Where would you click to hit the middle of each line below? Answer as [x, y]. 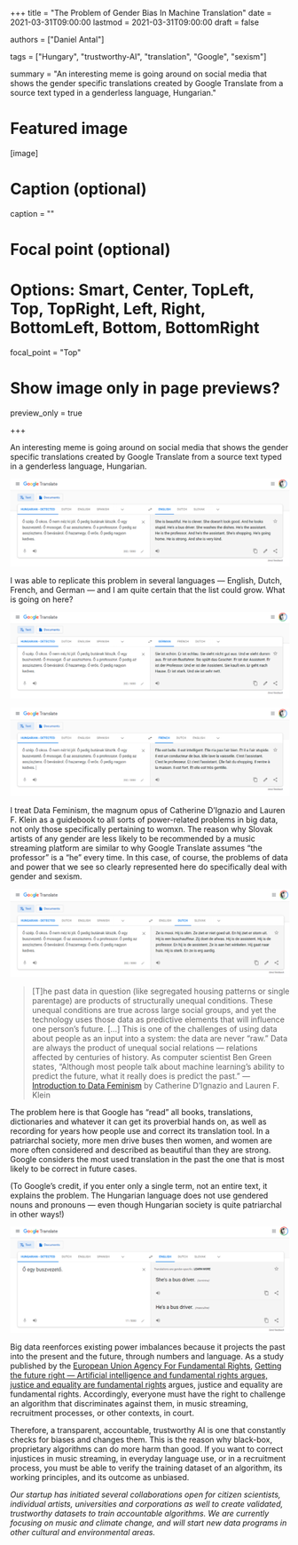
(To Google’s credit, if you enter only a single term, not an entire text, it [139, 1185]
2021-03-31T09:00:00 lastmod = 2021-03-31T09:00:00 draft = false [135, 22]
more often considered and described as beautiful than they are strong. [141, 1150]
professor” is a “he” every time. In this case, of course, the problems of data [149, 858]
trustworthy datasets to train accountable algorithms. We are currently [140, 1514]
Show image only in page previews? [145, 388]
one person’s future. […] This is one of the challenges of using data [154, 1028]
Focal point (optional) [90, 250]
